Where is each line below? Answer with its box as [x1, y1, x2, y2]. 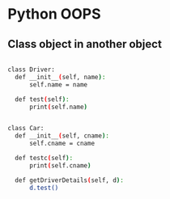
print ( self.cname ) [28, 161, 91, 170]
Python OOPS [7, 5, 102, 23]
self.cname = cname [28, 139, 95, 148]
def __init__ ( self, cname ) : [15, 132, 110, 140]
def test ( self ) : [15, 95, 70, 104]
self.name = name [28, 80, 88, 89]
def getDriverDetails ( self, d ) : [15, 176, 125, 184]
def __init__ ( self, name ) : [15, 73, 106, 81]
